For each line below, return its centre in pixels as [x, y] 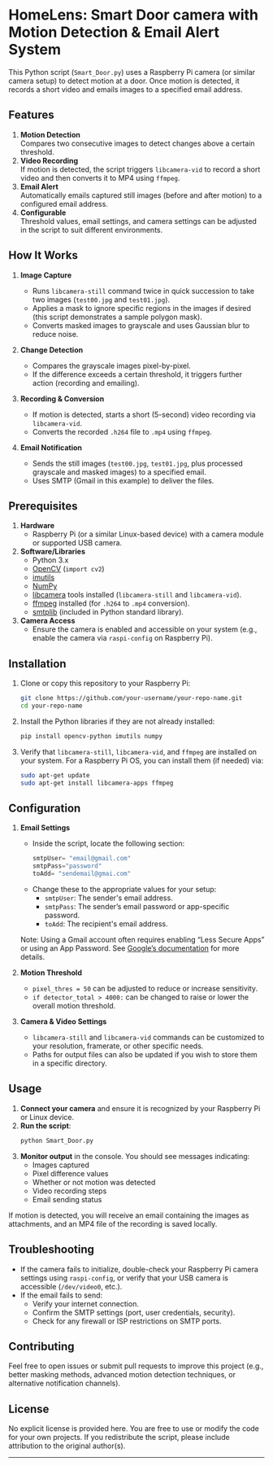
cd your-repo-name [51, 706]
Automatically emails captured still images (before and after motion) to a [141, 195]
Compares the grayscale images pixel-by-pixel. [111, 365]
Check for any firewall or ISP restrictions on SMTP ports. [127, 1321]
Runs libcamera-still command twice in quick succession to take [143, 291]
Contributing [41, 1346]
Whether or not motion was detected [94, 1182]
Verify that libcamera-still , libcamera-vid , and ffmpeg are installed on [139, 751]
